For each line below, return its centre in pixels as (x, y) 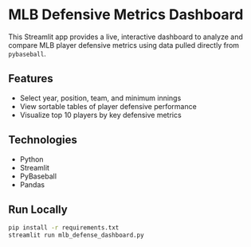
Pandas (32, 184)
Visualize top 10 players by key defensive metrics (100, 115)
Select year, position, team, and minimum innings (100, 98)
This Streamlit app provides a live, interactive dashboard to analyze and (125, 37)
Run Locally (38, 209)
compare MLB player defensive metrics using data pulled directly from (124, 45)
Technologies (43, 140)
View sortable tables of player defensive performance (108, 106)
